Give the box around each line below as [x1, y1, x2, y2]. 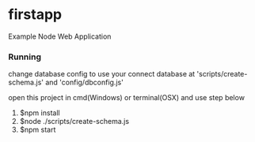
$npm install [19, 108, 61, 118]
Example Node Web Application [8, 32, 112, 41]
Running [8, 51, 42, 62]
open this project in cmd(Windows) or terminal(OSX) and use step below [8, 93, 245, 103]
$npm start [19, 125, 56, 135]
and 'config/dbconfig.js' [44, 77, 124, 88]
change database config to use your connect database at [8, 69, 196, 79]
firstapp [8, 6, 62, 24]
